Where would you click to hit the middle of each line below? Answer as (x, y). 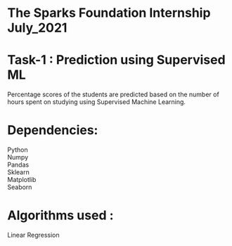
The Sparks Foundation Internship (109, 13)
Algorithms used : (60, 215)
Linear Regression (33, 235)
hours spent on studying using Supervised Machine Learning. (97, 102)
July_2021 (37, 28)
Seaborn (20, 187)
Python (18, 150)
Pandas (18, 165)
